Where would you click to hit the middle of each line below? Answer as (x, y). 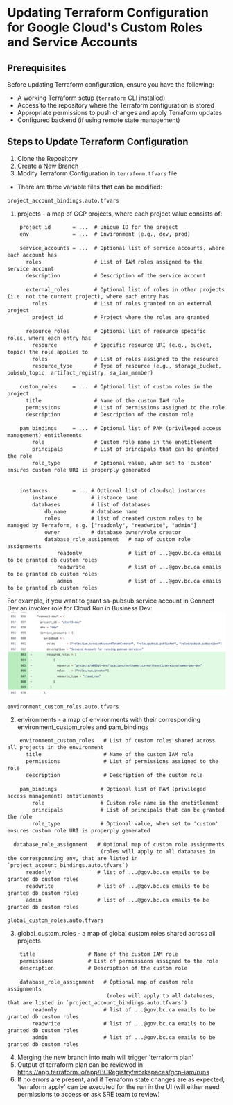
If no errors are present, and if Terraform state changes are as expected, (121, 1079)
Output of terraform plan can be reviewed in (80, 1064)
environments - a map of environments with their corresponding (109, 719)
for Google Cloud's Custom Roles (105, 27)
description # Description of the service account (116, 275)
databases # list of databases (91, 504)
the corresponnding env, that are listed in (72, 858)
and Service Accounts (72, 42)
